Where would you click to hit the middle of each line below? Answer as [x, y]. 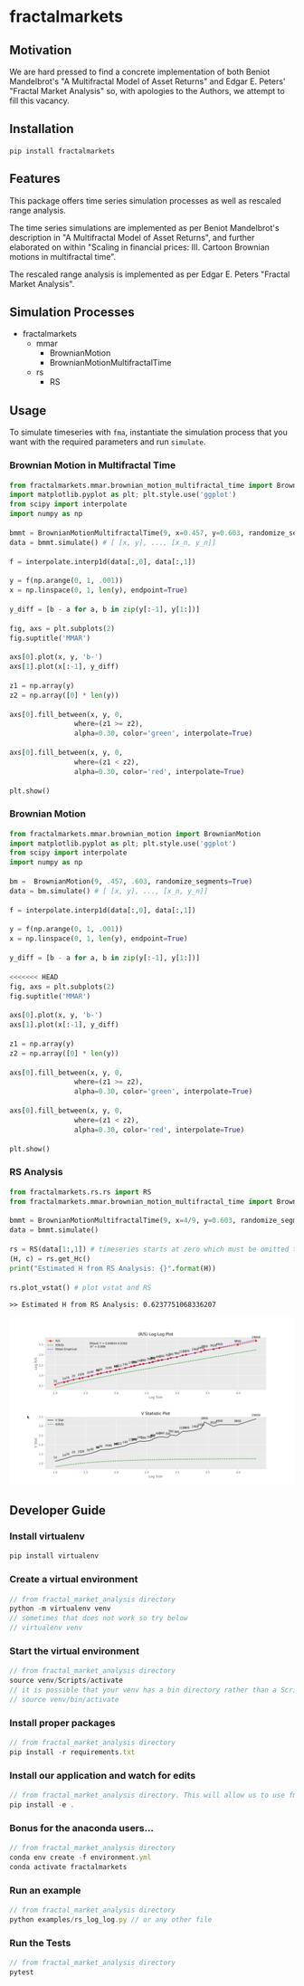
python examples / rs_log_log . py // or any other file [111, 1920]
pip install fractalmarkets [62, 151]
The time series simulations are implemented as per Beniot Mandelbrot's [144, 227]
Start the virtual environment [75, 1651]
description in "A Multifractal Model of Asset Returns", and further [132, 237]
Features [35, 179]
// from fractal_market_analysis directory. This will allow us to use [147, 1795]
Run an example [45, 1890]
